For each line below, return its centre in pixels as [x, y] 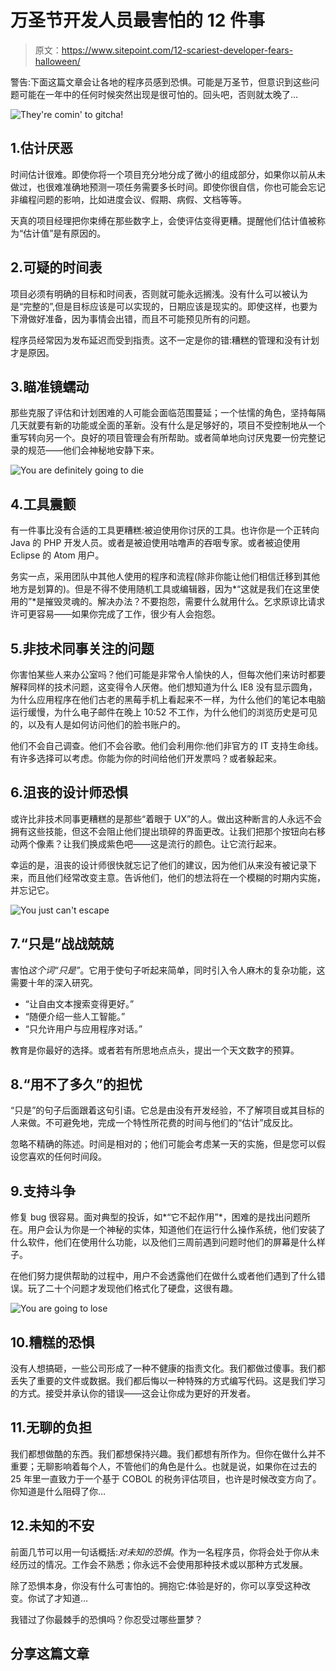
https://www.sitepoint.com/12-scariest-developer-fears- [177, 50]
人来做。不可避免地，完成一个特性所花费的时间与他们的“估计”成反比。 [154, 1123]
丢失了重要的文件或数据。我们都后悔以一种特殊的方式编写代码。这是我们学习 [168, 1381]
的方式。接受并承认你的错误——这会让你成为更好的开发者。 [133, 1393]
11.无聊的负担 [51, 1427]
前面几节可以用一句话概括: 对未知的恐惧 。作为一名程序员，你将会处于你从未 [165, 1552]
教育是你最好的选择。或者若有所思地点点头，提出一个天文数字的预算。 [155, 1050]
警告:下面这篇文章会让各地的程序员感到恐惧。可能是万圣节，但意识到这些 [161, 82]
